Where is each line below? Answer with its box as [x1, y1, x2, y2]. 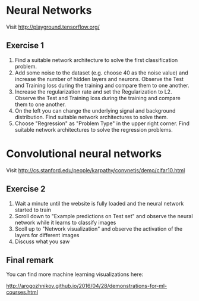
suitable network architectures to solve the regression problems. [14, 126, 173, 133]
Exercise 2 [6, 184, 46, 194]
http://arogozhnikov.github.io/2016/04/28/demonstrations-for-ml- [6, 283, 168, 290]
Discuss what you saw [14, 238, 70, 245]
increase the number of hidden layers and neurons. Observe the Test [14, 75, 184, 82]
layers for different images [14, 231, 80, 238]
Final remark [6, 255, 53, 265]
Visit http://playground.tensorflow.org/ [6, 23, 100, 30]
